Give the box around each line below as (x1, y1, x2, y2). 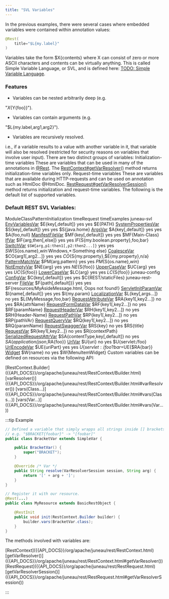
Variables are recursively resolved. (12, 134, 84, 140)
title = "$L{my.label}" (14, 41, 59, 46)
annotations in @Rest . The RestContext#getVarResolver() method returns (5, 165, 157, 171)
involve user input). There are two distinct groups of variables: (5, 154, 134, 160)
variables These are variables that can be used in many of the (15, 160, 143, 166)
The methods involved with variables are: (5, 538, 91, 544)
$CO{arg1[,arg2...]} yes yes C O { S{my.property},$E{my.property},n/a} (5, 253, 149, 259)
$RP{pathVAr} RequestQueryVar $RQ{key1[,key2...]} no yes (5, 317, 128, 323)
